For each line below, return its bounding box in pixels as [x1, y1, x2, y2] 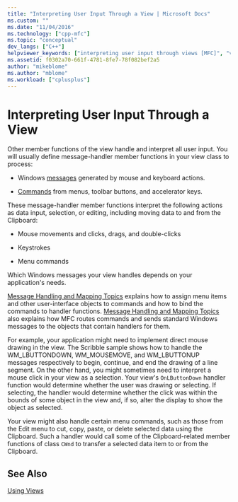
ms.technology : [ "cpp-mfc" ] [7, 30, 91, 37]
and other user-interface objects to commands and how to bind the [7, 300, 203, 308]
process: [7, 160, 33, 168]
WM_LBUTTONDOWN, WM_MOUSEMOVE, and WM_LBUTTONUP [7, 351, 200, 359]
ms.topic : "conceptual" [7, 37, 78, 44]
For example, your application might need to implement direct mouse [7, 336, 208, 344]
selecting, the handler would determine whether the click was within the [7, 388, 217, 397]
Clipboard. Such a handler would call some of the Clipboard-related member [7, 432, 231, 440]
